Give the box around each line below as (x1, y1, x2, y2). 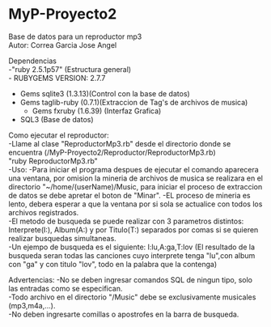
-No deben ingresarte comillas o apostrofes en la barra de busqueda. (8, 309, 239, 319)
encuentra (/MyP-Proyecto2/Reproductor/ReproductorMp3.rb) (8, 147, 216, 157)
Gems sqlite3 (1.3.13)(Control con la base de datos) (19, 88, 190, 98)
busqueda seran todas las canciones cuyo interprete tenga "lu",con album (8, 250, 256, 260)
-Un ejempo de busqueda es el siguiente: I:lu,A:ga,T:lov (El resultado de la (8, 242, 256, 252)
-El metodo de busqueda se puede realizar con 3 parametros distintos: (8, 216, 244, 226)
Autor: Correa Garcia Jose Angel (8, 40, 117, 49)
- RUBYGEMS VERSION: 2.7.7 (8, 73, 106, 83)
